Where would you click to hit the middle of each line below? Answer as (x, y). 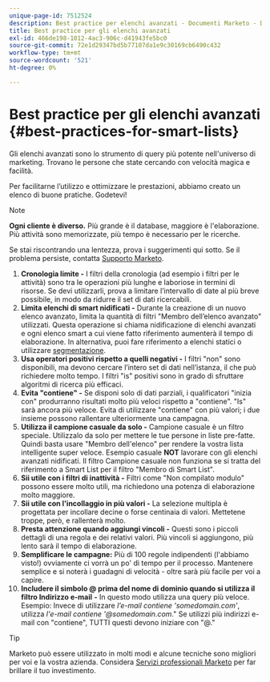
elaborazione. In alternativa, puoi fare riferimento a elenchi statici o (131, 342)
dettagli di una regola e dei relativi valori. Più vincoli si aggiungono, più (137, 537)
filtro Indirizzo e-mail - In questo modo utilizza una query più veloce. (135, 596)
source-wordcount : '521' (50, 61)
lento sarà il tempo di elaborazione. (79, 546)
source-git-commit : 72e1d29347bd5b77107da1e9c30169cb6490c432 (115, 46)
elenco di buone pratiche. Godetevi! (68, 195)
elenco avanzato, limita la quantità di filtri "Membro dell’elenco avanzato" (141, 316)
